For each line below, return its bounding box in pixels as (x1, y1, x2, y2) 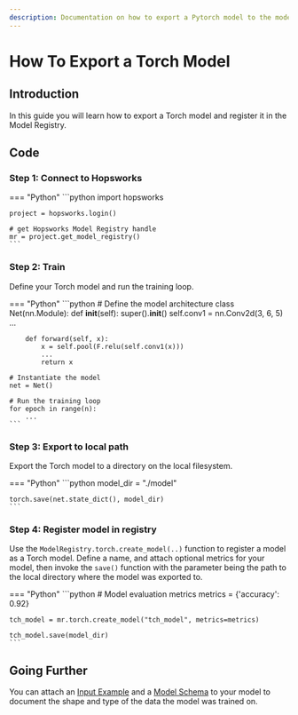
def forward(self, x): (25, 334, 109, 343)
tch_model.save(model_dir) (9, 632, 109, 640)
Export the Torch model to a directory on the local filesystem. (9, 460, 233, 471)
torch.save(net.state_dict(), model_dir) (9, 495, 165, 504)
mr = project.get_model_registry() (9, 233, 141, 242)
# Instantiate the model (9, 373, 101, 382)
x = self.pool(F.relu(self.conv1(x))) (41, 342, 184, 351)
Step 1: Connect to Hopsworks (9, 171, 143, 184)
